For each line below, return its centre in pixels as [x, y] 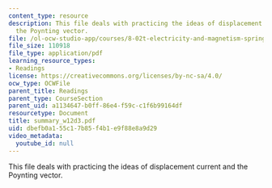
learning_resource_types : [52, 61]
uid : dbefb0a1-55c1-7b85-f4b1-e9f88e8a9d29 [83, 128]
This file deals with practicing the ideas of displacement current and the [128, 166]
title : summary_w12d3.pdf [52, 121]
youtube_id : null [45, 143]
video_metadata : [36, 136]
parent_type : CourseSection [56, 98]
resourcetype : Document [49, 114]
